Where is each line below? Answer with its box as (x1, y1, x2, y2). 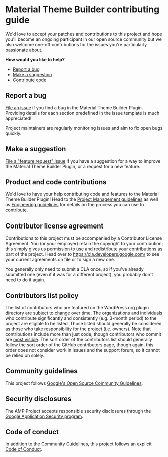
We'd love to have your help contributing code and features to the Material (5, 191, 159, 197)
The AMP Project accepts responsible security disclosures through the (5, 408, 151, 414)
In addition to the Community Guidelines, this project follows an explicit (5, 441, 152, 447)
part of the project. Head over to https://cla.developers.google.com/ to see (5, 251, 160, 257)
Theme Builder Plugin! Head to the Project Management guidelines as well (5, 196, 158, 202)
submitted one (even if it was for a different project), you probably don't (5, 272, 153, 278)
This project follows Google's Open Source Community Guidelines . (5, 380, 143, 386)
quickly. (5, 130, 22, 136)
